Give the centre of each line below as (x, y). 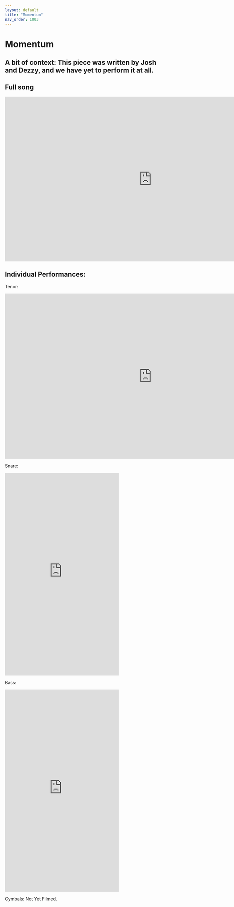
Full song (20, 87)
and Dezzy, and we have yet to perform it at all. (79, 70)
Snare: (12, 466)
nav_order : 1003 (22, 19)
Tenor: (12, 286)
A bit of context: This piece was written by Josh (81, 62)
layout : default (22, 10)
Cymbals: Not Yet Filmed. (31, 899)
